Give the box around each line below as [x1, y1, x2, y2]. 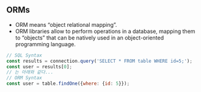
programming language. [15, 40, 76, 48]
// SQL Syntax [6, 52, 43, 58]
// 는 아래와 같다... [6, 69, 54, 76]
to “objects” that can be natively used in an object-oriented [15, 34, 164, 41]
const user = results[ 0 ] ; [6, 63, 72, 69]
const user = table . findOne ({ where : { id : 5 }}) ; [6, 80, 130, 87]
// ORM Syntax [6, 75, 43, 81]
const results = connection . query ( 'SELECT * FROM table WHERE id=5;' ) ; [6, 58, 192, 64]
